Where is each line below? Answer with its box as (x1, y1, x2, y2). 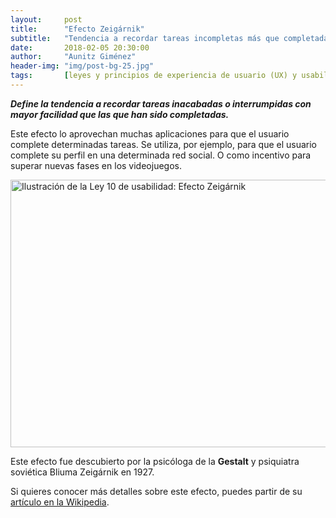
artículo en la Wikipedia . (10, 496, 110, 508)
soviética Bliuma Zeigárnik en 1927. (10, 466, 155, 478)
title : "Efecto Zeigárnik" (10, 24, 145, 34)
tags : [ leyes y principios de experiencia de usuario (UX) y (10, 71, 298, 81)
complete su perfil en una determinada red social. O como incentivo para (10, 149, 312, 161)
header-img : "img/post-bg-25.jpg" (10, 61, 155, 71)
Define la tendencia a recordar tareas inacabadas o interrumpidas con (10, 97, 312, 110)
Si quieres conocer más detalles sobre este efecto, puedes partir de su (10, 485, 303, 497)
